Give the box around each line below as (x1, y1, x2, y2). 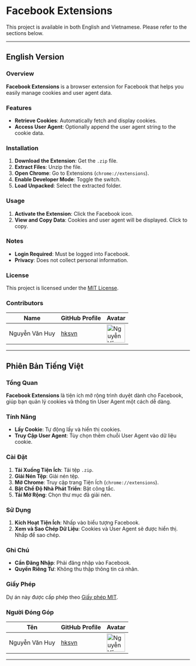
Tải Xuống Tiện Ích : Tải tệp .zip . (14, 466, 94, 473)
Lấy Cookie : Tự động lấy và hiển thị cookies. (14, 426, 121, 433)
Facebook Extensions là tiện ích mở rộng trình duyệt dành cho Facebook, (6, 392, 184, 399)
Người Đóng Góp (6, 608, 54, 616)
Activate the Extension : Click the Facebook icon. (14, 210, 134, 217)
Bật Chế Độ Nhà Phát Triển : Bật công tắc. (14, 485, 116, 492)
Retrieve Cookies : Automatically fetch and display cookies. (14, 117, 157, 124)
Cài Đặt (6, 453, 27, 461)
